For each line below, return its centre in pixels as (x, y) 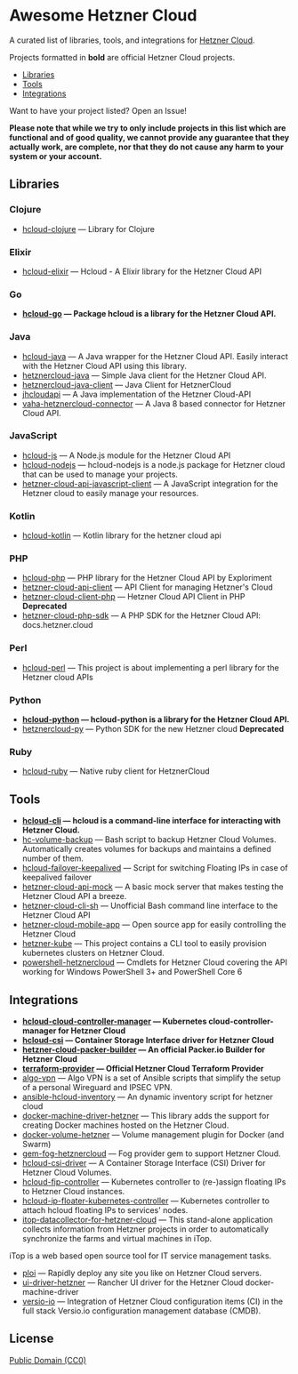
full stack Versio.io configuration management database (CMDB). (141, 1310)
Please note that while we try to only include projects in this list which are (148, 128)
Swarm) (36, 1144)
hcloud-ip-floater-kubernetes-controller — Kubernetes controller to (145, 1201)
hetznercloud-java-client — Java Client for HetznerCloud (126, 384)
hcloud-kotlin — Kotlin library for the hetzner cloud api (122, 535)
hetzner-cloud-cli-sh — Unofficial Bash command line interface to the (150, 906)
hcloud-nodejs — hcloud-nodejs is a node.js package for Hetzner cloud (153, 464)
